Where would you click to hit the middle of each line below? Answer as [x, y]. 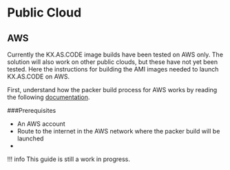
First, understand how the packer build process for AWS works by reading [112, 90]
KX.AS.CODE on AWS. [39, 76]
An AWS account [41, 124]
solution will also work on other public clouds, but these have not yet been [113, 62]
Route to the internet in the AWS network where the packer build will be [118, 131]
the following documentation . [49, 97]
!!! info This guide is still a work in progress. [69, 159]
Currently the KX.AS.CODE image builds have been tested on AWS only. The [115, 54]
